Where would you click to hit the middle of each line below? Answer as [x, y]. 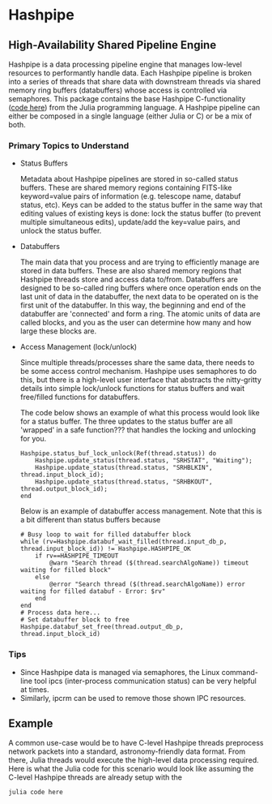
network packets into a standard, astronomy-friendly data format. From [127, 751]
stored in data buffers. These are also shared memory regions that [131, 271]
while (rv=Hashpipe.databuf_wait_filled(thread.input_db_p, [123, 542]
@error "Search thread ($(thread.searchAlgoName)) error [147, 585]
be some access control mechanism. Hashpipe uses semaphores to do [138, 372]
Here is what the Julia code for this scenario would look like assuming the [131, 769]
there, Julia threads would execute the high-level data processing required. [134, 760]
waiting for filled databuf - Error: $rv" [93, 591]
